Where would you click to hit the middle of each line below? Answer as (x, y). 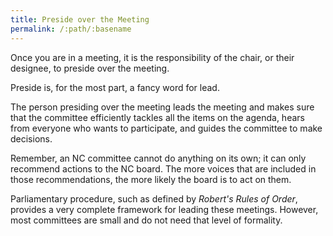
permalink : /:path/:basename (71, 29)
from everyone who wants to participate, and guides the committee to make (166, 128)
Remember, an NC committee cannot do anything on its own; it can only (158, 158)
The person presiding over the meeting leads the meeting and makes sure (162, 107)
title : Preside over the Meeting (80, 19)
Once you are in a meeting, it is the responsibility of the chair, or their (152, 57)
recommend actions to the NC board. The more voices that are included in (163, 168)
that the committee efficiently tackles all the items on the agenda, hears (157, 117)
